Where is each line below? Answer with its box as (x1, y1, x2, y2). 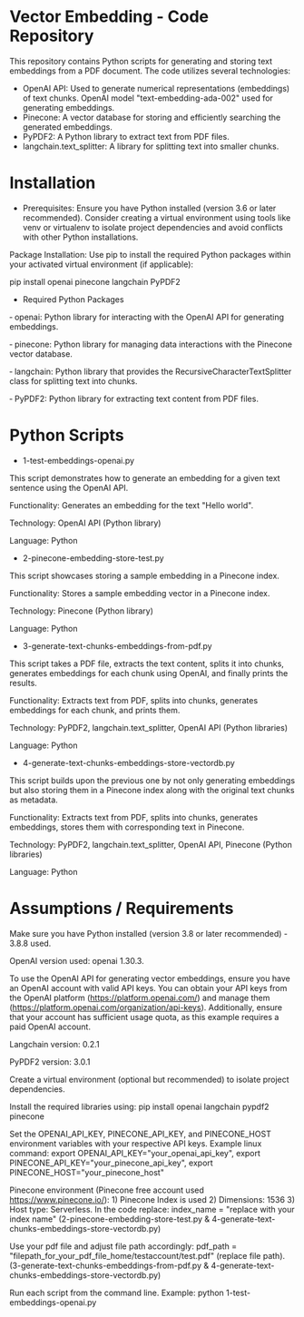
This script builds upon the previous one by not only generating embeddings (9, 774, 296, 786)
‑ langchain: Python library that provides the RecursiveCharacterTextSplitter (9, 366, 292, 377)
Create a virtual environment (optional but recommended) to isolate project (9, 1074, 289, 1085)
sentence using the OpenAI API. (9, 482, 129, 493)
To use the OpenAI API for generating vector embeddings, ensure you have (9, 973, 290, 984)
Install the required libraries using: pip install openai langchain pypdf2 (9, 1101, 270, 1112)
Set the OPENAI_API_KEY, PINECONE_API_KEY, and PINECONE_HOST (9, 1128, 272, 1139)
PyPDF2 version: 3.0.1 (9, 1056, 91, 1067)
